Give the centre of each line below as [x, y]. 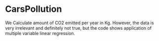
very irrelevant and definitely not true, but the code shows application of [78, 28]
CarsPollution [34, 9]
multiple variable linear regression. [40, 33]
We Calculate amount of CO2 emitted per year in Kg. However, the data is [79, 23]
